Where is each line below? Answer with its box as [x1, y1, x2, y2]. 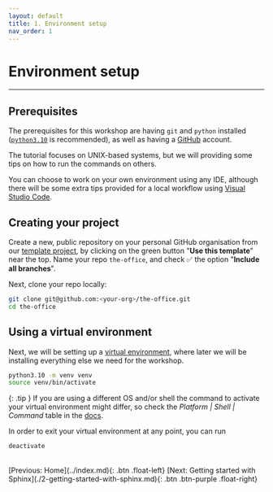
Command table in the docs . [8, 411, 104, 420]
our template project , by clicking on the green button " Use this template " [8, 246, 254, 255]
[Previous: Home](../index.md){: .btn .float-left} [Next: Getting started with [8, 465, 256, 476]
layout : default [8, 11, 63, 20]
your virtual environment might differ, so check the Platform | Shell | [8, 402, 236, 411]
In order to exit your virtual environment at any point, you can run [8, 426, 226, 436]
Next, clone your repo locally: [8, 279, 107, 289]
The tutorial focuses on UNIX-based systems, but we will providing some [8, 150, 253, 160]
